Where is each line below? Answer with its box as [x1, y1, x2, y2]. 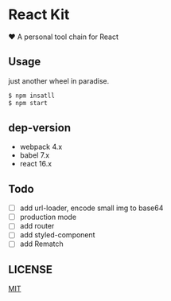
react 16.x [19, 159, 52, 169]
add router [19, 221, 55, 231]
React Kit [8, 6, 70, 24]
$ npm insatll [8, 92, 56, 100]
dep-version [8, 121, 72, 135]
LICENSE [8, 263, 53, 276]
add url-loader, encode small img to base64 [19, 203, 164, 213]
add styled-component [19, 230, 95, 240]
